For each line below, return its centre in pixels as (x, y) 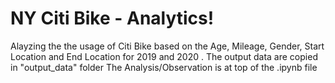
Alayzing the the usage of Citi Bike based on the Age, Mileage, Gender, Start (167, 46)
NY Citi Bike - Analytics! (112, 18)
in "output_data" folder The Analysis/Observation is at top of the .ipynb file (164, 67)
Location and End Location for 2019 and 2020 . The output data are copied (164, 56)
